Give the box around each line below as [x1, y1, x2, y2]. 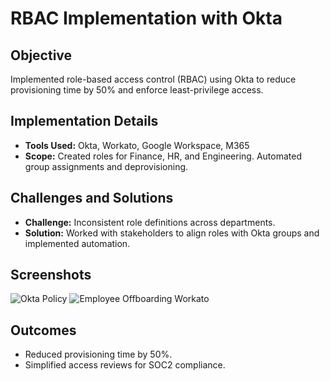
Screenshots [10, 267, 92, 284]
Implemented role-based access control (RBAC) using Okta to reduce [10, 73, 297, 85]
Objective [10, 47, 73, 64]
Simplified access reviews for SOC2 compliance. [24, 359, 226, 371]
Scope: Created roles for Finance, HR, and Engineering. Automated [24, 150, 302, 162]
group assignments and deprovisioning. [24, 160, 189, 172]
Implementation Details [10, 113, 159, 130]
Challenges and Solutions [10, 190, 174, 207]
